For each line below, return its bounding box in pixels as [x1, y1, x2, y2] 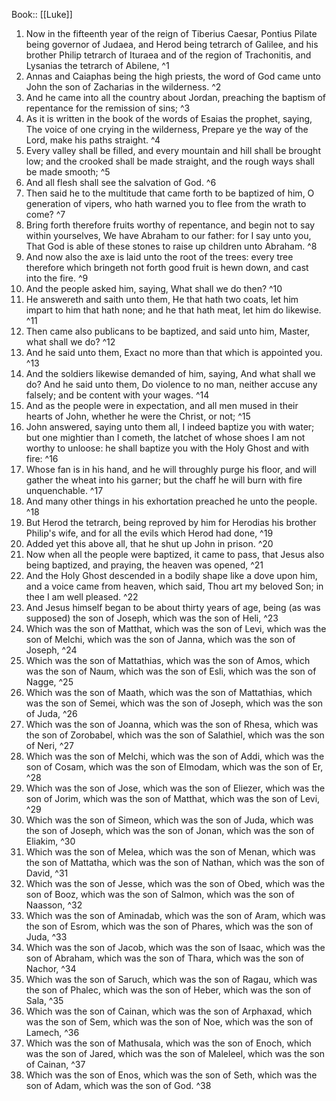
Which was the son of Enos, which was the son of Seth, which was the [25, 1069, 318, 1081]
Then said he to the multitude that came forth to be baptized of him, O [25, 187, 315, 199]
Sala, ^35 [25, 995, 64, 1006]
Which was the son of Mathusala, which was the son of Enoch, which [25, 1037, 312, 1049]
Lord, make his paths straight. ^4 [25, 134, 161, 146]
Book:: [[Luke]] [11, 9, 73, 20]
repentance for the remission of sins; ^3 [25, 102, 191, 114]
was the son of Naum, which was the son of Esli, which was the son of [25, 665, 317, 677]
